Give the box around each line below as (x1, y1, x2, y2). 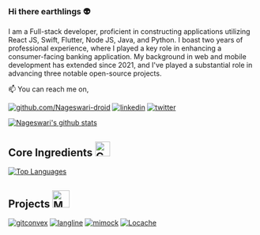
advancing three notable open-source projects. (8, 69, 162, 78)
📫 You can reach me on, (8, 84, 89, 94)
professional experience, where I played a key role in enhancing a (8, 43, 222, 53)
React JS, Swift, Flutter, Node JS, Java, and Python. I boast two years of (8, 35, 243, 45)
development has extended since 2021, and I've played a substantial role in (8, 61, 253, 70)
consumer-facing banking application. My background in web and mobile (8, 52, 247, 62)
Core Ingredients (8, 146, 93, 159)
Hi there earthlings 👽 (8, 6, 91, 17)
